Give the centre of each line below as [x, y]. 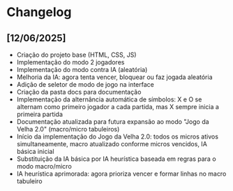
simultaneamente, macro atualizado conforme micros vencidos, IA [112, 144]
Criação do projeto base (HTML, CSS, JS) [76, 55]
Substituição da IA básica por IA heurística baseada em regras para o [116, 159]
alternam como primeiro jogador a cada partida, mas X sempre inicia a [118, 107]
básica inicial [35, 151]
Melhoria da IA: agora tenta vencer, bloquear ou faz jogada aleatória [115, 77]
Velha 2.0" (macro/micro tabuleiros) [68, 129]
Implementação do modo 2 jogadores [70, 62]
